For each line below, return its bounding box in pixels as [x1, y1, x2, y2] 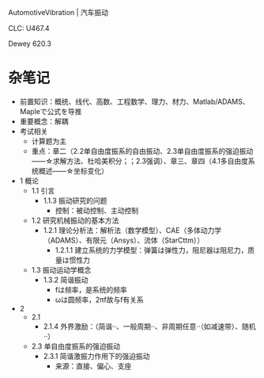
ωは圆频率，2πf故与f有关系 [55, 295, 144, 304]
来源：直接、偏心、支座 [55, 361, 132, 371]
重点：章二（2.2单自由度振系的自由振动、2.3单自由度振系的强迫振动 [31, 146, 254, 155]
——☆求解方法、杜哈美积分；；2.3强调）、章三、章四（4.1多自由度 [31, 156, 249, 166]
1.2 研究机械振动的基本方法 [31, 216, 119, 225]
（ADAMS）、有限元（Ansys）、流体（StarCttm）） [43, 235, 204, 245]
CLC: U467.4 [8, 24, 50, 32]
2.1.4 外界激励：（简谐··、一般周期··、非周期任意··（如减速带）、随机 [43, 321, 256, 331]
